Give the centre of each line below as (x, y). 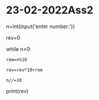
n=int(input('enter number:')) (40, 26)
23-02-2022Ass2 (50, 10)
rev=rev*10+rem (24, 70)
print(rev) (17, 91)
